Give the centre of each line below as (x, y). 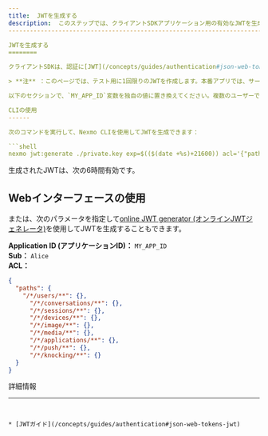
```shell (23, 146)
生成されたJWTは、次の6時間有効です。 (74, 170)
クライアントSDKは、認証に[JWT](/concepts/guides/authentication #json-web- (130, 67)
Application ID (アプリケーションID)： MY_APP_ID (88, 246)
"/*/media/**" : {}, (61, 333)
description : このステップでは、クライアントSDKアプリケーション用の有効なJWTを (130, 23)
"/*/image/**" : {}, (61, 326)
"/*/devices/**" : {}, (65, 318)
